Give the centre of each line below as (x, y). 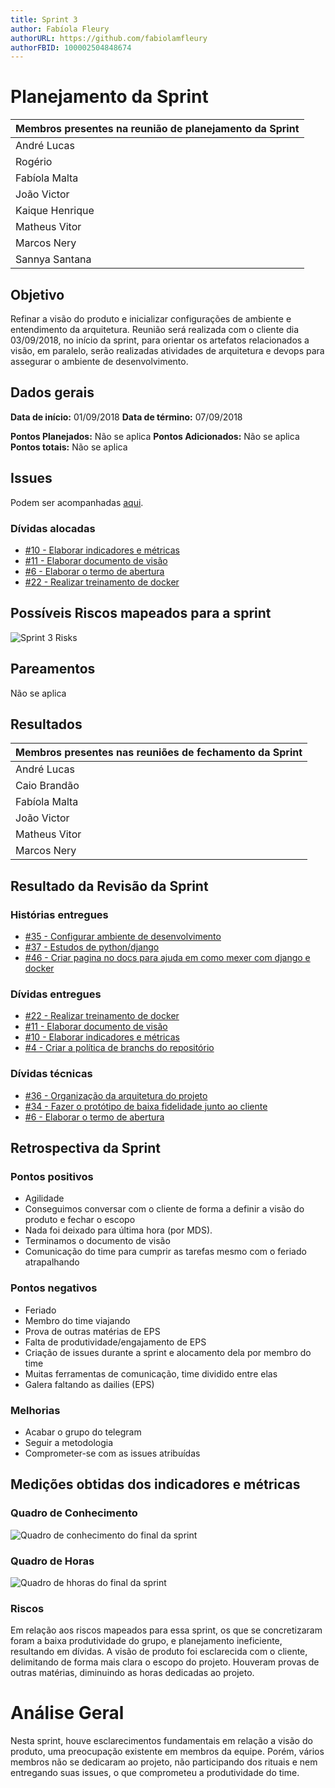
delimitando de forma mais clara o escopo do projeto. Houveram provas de (165, 1662)
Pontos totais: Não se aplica (69, 447)
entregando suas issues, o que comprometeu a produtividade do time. (155, 1773)
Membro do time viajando (77, 1320)
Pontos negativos (54, 1288)
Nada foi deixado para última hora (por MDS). (118, 1230)
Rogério (34, 162)
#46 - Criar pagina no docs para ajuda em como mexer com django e (167, 958)
